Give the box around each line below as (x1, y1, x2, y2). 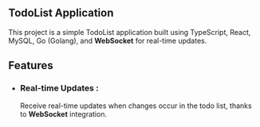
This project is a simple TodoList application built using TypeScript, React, (8, 27, 251, 37)
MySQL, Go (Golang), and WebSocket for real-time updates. (8, 36, 207, 45)
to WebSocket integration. (19, 109, 108, 118)
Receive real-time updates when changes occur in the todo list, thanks (19, 101, 253, 110)
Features (8, 59, 53, 72)
